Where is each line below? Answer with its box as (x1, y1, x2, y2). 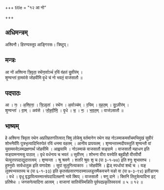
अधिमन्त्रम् (5, 28, 28, 37)
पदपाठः (5, 89, 21, 97)
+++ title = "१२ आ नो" (5, 5, 47, 10)
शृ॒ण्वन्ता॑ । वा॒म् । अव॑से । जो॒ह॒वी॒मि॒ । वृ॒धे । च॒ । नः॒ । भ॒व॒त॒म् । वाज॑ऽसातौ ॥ (5, 108, 124, 114)
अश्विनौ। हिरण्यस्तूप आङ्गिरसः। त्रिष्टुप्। (5, 42, 69, 47)
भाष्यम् (5, 122, 19, 130)
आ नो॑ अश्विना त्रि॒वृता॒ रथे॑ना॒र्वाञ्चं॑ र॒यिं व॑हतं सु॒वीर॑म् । (5, 69, 83, 75)
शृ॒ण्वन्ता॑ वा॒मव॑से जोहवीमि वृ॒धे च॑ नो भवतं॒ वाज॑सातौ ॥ (5, 74, 83, 80)
